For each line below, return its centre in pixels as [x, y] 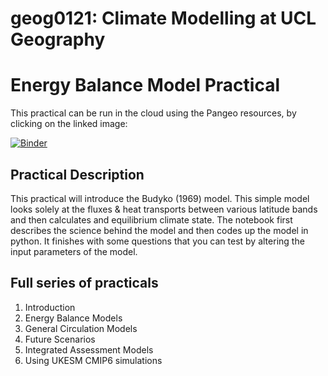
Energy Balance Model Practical [145, 85]
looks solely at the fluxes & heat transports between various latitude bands [164, 209]
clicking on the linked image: [69, 124]
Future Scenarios [60, 339]
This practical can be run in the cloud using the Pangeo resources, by [153, 113]
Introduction [50, 307]
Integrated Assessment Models [89, 349]
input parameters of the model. [74, 251]
